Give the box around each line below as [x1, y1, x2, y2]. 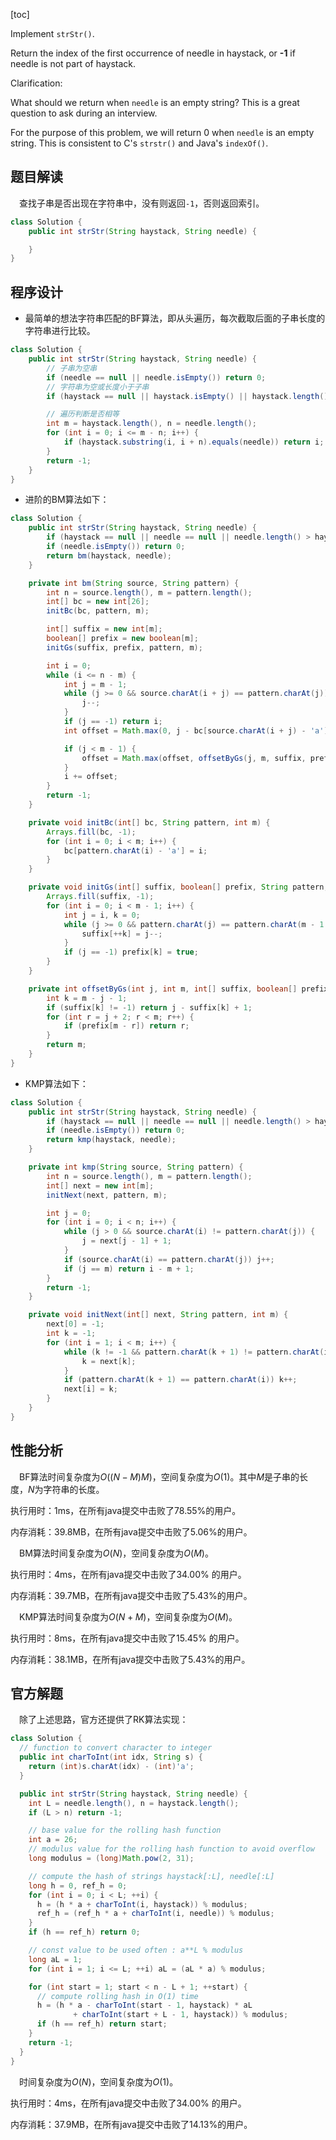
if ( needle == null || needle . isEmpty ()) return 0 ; [46, 372, 267, 383]
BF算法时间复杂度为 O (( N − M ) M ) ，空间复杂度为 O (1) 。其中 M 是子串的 [19, 1470, 300, 1483]
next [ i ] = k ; [63, 1384, 118, 1394]
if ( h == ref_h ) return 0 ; [28, 1927, 141, 1938]
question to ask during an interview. [10, 107, 158, 119]
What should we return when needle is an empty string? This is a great [10, 97, 300, 108]
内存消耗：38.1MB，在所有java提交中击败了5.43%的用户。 [10, 1653, 251, 1665]
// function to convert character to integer [19, 1743, 213, 1753]
